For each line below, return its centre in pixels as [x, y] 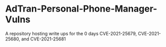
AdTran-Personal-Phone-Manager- [81, 9]
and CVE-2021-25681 [43, 39]
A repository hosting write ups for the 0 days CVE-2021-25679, [71, 33]
